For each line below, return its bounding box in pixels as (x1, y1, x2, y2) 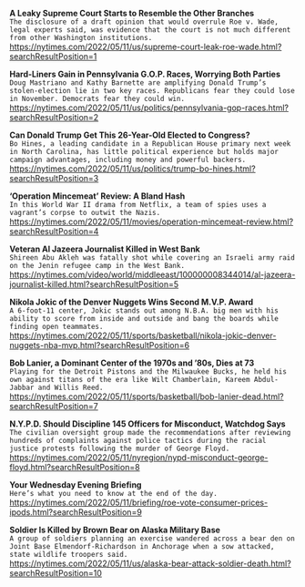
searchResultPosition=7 (9, 401, 98, 411)
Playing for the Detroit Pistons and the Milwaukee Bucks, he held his (9, 367, 287, 376)
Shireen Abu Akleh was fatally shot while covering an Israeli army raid (9, 253, 296, 263)
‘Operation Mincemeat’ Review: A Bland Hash (9, 191, 186, 201)
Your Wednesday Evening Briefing (9, 479, 142, 490)
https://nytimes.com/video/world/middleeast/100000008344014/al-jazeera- (9, 269, 296, 280)
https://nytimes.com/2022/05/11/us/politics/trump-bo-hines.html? (9, 163, 257, 174)
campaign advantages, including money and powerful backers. (9, 155, 247, 164)
